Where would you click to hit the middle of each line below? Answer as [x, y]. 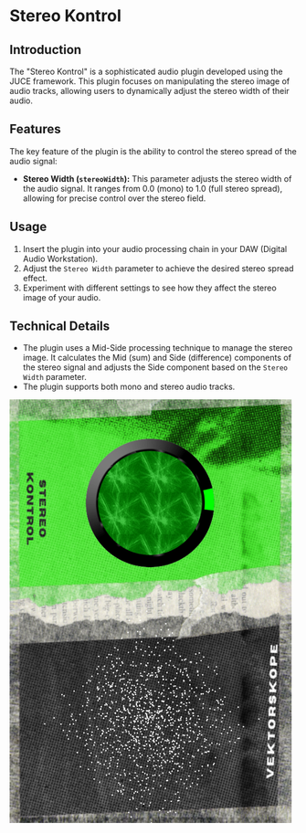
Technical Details [60, 327]
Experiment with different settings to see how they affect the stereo [149, 288]
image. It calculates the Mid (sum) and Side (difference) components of [157, 358]
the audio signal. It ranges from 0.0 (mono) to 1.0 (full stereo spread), [153, 188]
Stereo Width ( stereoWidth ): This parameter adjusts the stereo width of [157, 178]
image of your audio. [62, 297]
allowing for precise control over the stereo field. [114, 198]
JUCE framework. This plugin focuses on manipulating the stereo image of [150, 81]
